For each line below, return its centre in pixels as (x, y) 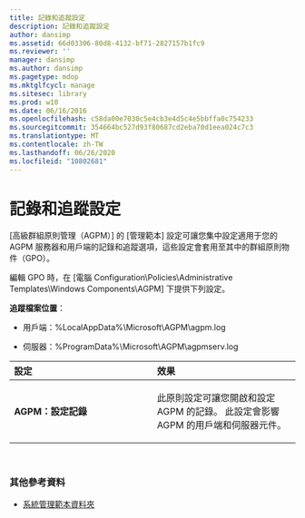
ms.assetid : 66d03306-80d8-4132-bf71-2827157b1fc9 (107, 43)
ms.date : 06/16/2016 (49, 111)
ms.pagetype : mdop (44, 77)
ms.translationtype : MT (54, 136)
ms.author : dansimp (46, 69)
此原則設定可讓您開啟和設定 (216, 398)
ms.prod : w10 (34, 102)
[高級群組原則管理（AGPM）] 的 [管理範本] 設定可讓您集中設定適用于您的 (144, 236)
